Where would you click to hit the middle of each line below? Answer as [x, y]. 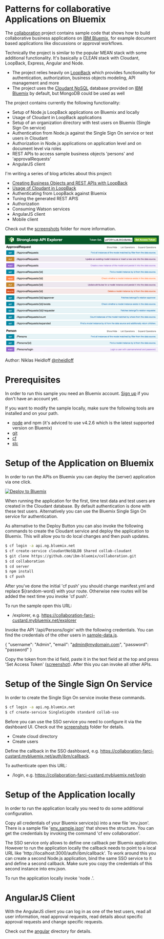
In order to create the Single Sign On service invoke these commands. [75, 698]
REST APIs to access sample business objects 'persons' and [73, 153]
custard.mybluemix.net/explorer [44, 620]
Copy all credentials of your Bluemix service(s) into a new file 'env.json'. [77, 823]
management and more [36, 83]
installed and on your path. [32, 413]
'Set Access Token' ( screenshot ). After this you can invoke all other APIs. [79, 664]
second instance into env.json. [36, 868]
